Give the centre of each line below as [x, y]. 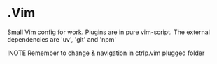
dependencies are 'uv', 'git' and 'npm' [62, 39]
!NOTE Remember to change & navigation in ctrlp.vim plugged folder [106, 53]
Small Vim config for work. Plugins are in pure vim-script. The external [108, 32]
